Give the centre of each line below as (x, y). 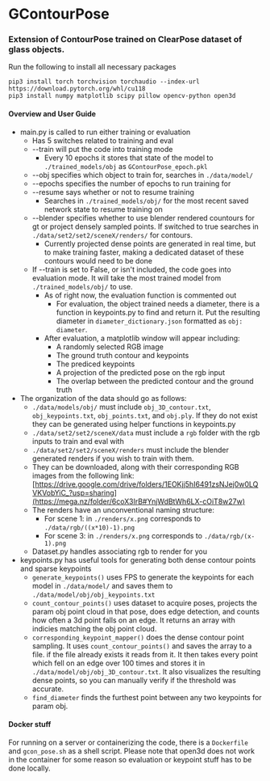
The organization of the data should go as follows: (103, 398)
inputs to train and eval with (78, 441)
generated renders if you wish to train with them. (113, 458)
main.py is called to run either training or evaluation (105, 132)
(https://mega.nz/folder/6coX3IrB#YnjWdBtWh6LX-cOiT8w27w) (139, 501)
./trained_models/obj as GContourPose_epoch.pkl (126, 166)
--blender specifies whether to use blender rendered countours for (143, 217)
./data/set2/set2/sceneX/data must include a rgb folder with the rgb (146, 433)
